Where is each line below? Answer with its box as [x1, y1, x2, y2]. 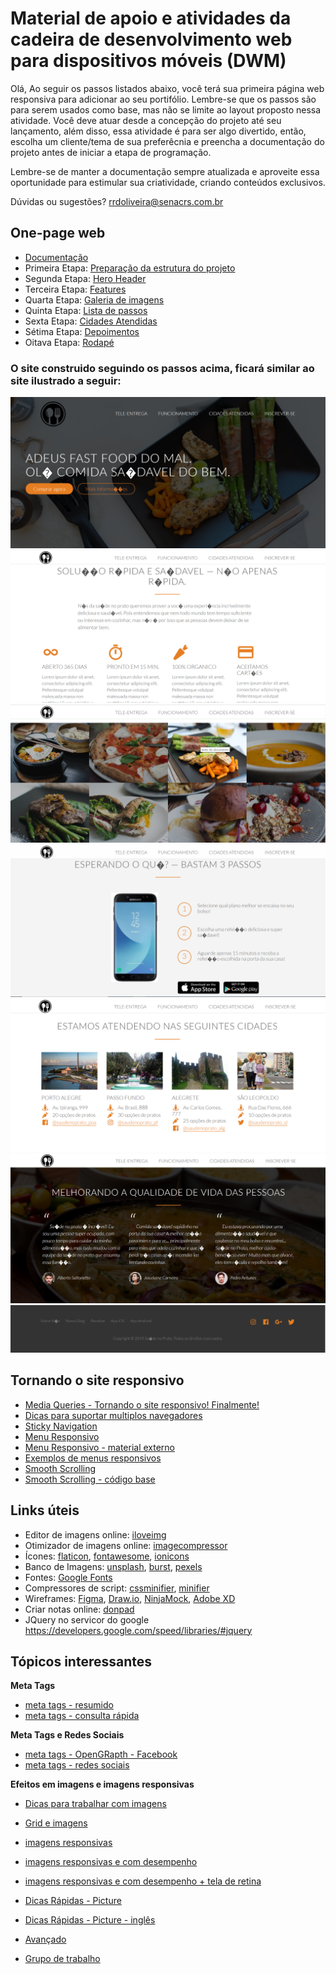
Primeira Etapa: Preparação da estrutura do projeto [24, 262, 236, 274]
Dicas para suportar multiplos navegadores [24, 1409, 203, 1421]
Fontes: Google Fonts [24, 1571, 113, 1583]
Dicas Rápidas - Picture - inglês [24, 1914, 156, 1926]
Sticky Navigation [24, 1420, 98, 1432]
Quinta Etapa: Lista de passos [24, 304, 148, 316]
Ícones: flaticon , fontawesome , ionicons [24, 1550, 190, 1562]
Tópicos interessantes [10, 1653, 153, 1671]
